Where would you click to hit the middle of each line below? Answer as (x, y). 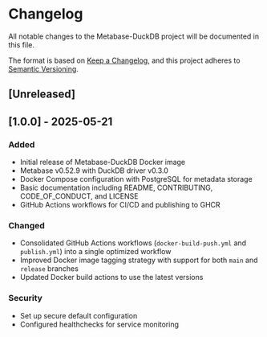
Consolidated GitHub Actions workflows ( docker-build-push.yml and (133, 243)
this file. (21, 44)
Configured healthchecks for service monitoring (99, 324)
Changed (27, 225)
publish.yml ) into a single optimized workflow (95, 252)
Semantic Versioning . (43, 68)
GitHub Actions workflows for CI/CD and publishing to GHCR (120, 205)
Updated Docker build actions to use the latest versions (111, 277)
